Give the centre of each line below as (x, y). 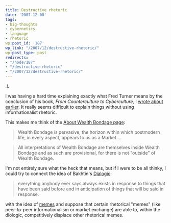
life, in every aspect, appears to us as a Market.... (69, 138)
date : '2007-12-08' (26, 15)
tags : (11, 19)
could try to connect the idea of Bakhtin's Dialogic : (59, 174)
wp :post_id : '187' (25, 43)
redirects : (17, 57)
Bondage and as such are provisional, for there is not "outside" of (87, 153)
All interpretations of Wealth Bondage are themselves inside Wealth (89, 147)
